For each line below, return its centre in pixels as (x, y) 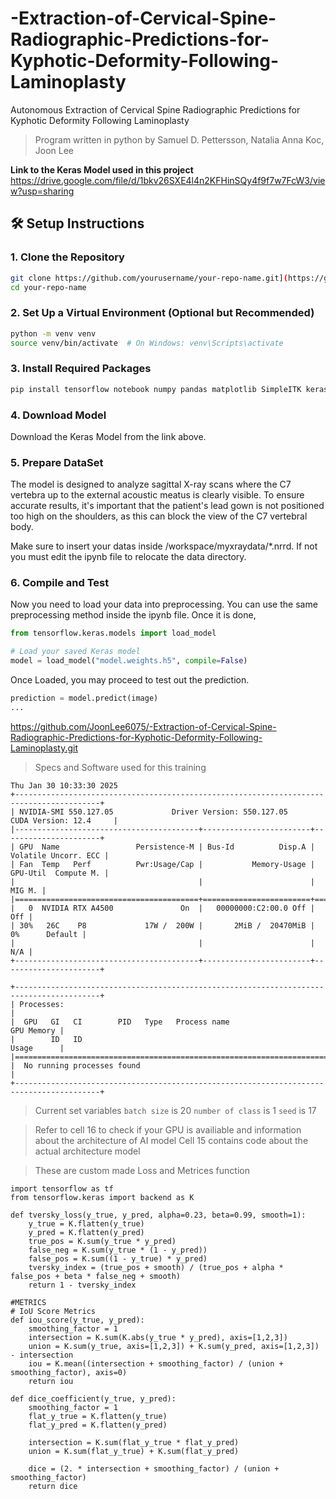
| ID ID (46, 1039)
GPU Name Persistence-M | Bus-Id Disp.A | (167, 847)
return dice (53, 1486)
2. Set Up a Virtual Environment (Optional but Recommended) (162, 313)
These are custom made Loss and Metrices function (142, 1170)
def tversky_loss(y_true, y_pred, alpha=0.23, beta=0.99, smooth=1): (158, 1215)
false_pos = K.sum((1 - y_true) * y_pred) (118, 1258)
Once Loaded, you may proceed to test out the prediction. (130, 680)
